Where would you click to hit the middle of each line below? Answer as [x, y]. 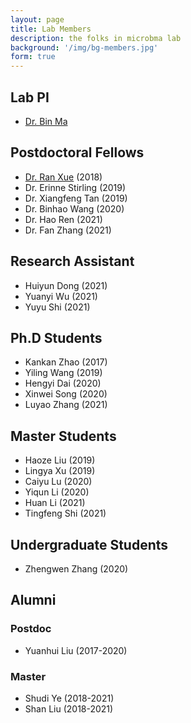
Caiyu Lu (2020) [58, 482]
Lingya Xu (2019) [60, 471]
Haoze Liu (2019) [60, 460]
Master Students [63, 436]
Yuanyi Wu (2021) [61, 296]
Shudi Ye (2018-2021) [69, 698]
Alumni [33, 600]
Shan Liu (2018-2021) [69, 708]
